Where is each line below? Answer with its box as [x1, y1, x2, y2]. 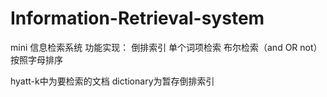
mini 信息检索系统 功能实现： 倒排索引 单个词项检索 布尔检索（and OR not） [10, 41, 323, 53]
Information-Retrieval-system [10, 7, 265, 30]
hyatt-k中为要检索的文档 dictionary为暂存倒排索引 [10, 75, 215, 87]
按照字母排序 [10, 53, 63, 66]
